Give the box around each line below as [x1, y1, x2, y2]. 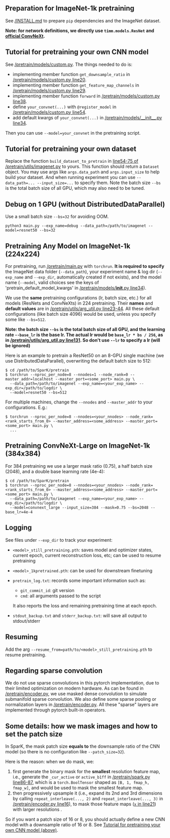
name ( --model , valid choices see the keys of [5, 280, 99, 286]
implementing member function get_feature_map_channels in [12, 82, 140, 88]
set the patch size [5, 729, 63, 739]
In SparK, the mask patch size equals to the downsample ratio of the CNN [5, 743, 160, 749]
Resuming [5, 632, 38, 642]
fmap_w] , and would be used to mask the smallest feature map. [12, 785, 144, 791]
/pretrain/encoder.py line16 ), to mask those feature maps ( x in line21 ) [12, 801, 156, 807]
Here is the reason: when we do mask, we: [5, 758, 94, 765]
